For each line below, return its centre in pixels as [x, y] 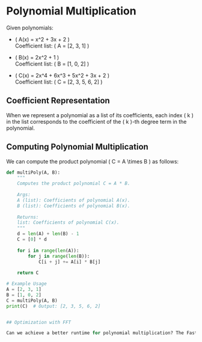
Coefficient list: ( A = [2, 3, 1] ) [52, 46]
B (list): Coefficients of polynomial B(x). [74, 206]
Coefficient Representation [58, 101]
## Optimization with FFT [38, 322]
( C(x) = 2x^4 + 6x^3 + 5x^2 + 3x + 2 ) [62, 75]
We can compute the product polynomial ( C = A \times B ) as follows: [93, 161]
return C [28, 273]
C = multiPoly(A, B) [32, 301]
